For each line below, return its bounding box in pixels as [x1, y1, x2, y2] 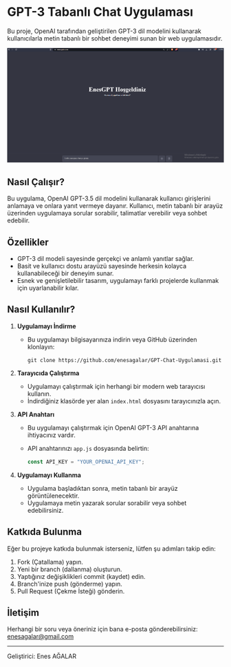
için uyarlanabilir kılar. [16, 284, 79, 293]
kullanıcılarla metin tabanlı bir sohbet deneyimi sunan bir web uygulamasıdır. [7, 34, 223, 42]
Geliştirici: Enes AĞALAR [7, 652, 77, 661]
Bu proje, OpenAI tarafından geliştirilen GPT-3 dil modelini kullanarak [7, 27, 201, 35]
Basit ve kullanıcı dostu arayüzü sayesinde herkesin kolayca [16, 262, 187, 271]
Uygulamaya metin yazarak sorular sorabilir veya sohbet [27, 498, 187, 507]
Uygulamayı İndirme [16, 321, 77, 330]
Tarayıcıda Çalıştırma [16, 369, 80, 377]
